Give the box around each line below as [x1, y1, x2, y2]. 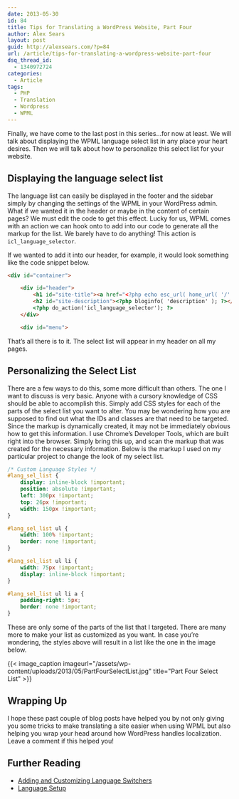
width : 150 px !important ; [20, 505, 97, 512]
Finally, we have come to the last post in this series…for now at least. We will [7, 129, 232, 137]
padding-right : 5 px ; [20, 597, 81, 604]
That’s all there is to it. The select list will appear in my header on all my [7, 337, 216, 345]
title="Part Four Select [152, 667, 218, 675]
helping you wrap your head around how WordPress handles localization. [7, 729, 222, 737]
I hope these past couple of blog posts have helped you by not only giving [7, 714, 225, 722]
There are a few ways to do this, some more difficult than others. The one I [7, 383, 226, 392]
